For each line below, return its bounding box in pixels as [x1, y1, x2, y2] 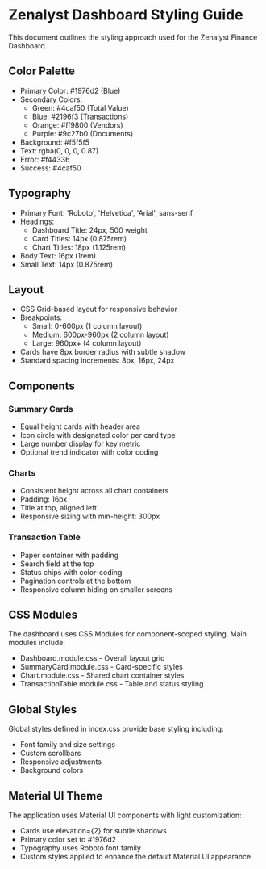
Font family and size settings [19, 740, 115, 749]
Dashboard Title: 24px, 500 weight [31, 225, 148, 235]
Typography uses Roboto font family [19, 843, 141, 853]
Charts [8, 467, 36, 478]
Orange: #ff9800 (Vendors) [31, 120, 123, 130]
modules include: [8, 638, 66, 648]
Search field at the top [19, 559, 94, 569]
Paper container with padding [19, 550, 119, 560]
